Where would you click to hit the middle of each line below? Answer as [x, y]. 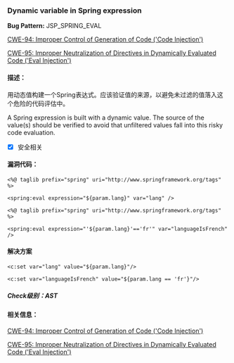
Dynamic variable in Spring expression [74, 11]
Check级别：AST [33, 295]
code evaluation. [31, 132]
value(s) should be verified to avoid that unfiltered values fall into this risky [115, 125]
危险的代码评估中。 [41, 103]
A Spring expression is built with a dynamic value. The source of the [106, 117]
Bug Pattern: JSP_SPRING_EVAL [54, 26]
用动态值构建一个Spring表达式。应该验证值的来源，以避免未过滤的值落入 [112, 94]
